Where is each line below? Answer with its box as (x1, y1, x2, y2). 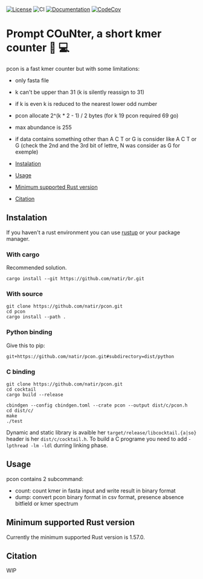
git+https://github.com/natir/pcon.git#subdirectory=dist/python (6, 353, 174, 359)
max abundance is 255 (14, 123, 72, 131)
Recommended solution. (6, 264, 67, 272)
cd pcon (6, 309, 26, 315)
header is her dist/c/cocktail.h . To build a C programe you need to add (6, 435, 187, 442)
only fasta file (14, 76, 50, 84)
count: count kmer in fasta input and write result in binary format (14, 487, 176, 494)
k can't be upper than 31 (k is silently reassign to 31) (14, 88, 145, 96)
